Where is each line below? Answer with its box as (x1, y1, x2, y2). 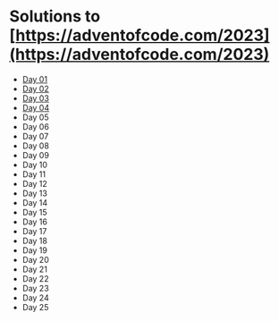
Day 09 (21, 149, 49, 160)
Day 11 (21, 168, 46, 180)
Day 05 (21, 112, 49, 122)
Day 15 (21, 207, 47, 217)
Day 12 (21, 178, 47, 189)
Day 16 (21, 216, 47, 227)
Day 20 (21, 254, 49, 265)
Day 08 (21, 140, 49, 151)
